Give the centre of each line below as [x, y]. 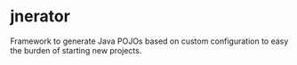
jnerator [40, 16]
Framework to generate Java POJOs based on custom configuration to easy [149, 41]
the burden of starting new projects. [76, 50]
